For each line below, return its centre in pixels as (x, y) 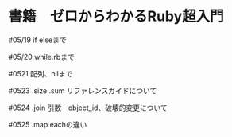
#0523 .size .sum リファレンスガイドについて (83, 90)
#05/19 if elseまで (37, 40)
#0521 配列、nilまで (41, 73)
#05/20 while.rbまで (42, 57)
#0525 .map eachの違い (48, 124)
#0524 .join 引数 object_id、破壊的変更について (88, 108)
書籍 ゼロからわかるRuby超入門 (116, 16)
